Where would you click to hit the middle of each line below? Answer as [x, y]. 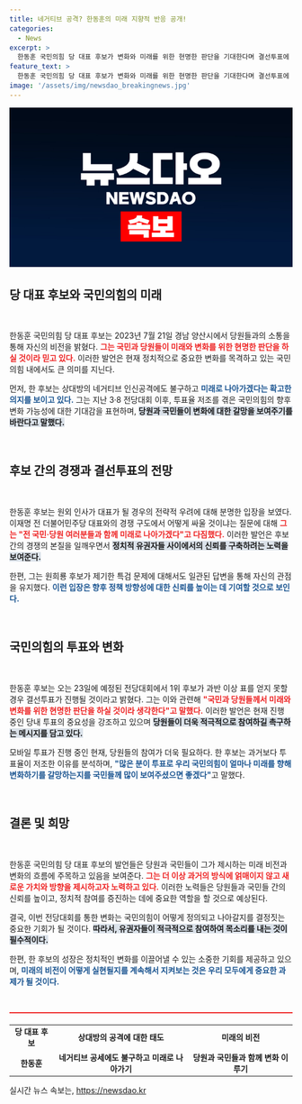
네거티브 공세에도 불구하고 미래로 [116, 1057]
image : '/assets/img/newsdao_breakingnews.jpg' [100, 86]
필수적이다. [29, 940]
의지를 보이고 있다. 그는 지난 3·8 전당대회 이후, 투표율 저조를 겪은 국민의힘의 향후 [151, 400]
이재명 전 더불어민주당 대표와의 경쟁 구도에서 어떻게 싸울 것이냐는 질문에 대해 [144, 523]
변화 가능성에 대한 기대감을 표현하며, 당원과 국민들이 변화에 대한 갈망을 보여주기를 [151, 411]
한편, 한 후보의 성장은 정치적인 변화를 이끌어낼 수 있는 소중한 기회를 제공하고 [142, 959]
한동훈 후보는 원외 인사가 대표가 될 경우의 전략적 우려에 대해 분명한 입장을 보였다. [151, 511]
